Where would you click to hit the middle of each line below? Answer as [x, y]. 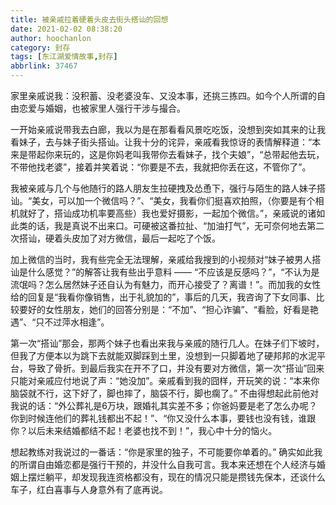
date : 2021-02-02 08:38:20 [66, 29]
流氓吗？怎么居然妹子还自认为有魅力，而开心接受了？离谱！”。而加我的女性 [166, 284]
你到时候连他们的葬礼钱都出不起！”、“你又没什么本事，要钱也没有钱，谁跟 [163, 418]
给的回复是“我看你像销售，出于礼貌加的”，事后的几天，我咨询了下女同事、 [163, 297]
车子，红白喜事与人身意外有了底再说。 [89, 489]
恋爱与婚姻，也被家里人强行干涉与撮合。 [102, 108]
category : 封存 [40, 47]
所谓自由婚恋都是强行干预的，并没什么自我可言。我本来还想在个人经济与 [167, 464]
